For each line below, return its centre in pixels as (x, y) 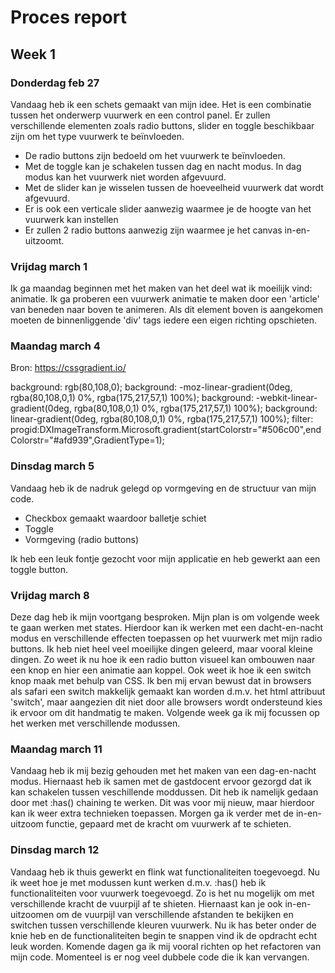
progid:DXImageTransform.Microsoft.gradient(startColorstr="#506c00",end (166, 430)
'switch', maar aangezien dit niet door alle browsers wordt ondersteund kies (166, 702)
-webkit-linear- (286, 398)
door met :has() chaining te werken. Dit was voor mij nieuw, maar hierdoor (162, 803)
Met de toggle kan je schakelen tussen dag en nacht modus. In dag (163, 166)
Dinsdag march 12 (55, 850)
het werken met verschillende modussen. (95, 723)
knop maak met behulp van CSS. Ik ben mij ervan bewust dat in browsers (161, 681)
